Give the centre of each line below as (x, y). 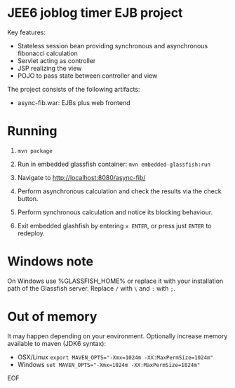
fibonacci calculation (48, 53)
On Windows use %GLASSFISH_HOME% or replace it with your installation (115, 281)
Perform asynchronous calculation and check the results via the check (120, 191)
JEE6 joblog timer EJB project (95, 13)
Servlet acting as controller (56, 60)
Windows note (50, 262)
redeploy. (31, 233)
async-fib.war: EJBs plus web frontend (74, 102)
